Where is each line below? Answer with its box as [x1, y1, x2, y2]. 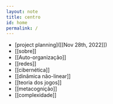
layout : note [6, 8, 38, 15]
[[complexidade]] [14, 92, 57, 99]
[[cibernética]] [14, 66, 50, 74]
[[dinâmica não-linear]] [14, 73, 71, 80]
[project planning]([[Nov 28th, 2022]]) [14, 41, 108, 48]
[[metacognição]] [14, 85, 58, 92]
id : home [6, 19, 28, 25]
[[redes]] [14, 60, 36, 67]
